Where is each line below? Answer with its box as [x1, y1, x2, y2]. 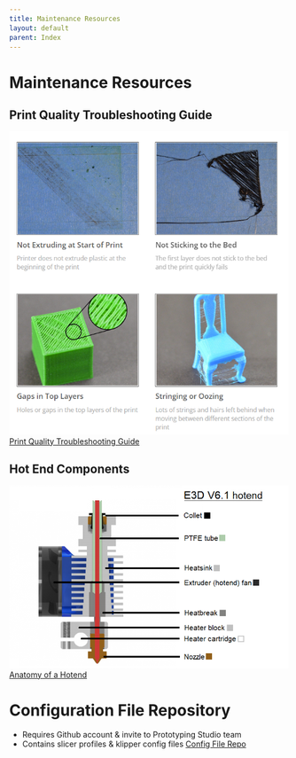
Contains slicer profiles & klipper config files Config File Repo [21, 738, 246, 749]
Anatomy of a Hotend [9, 669, 88, 680]
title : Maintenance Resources [9, 14, 121, 23]
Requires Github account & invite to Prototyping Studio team [21, 730, 242, 740]
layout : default [9, 23, 69, 33]
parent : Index [9, 33, 62, 42]
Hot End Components [9, 461, 130, 476]
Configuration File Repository [9, 700, 231, 720]
